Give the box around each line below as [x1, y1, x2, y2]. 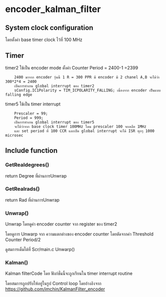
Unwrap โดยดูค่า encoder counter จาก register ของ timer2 [5, 221, 117, 227]
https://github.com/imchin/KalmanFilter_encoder [5, 286, 105, 292]
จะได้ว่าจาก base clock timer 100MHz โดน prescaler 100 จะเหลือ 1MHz [14, 124, 146, 129]
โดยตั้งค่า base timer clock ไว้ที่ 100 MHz [5, 36, 82, 42]
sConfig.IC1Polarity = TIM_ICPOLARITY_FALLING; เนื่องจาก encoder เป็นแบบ [14, 87, 161, 93]
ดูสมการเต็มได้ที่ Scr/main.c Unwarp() [5, 246, 75, 252]
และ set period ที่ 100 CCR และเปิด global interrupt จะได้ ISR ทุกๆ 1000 [14, 128, 155, 133]
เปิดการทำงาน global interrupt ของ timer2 [14, 83, 94, 88]
